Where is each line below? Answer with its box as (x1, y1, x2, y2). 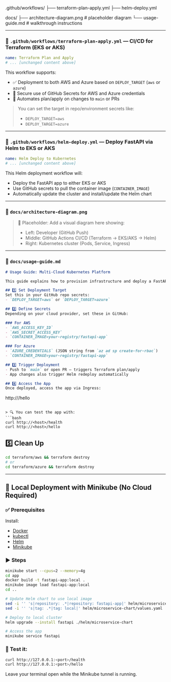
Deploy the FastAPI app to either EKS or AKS (12, 180, 106, 186)
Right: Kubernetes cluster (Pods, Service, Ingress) (25, 241, 131, 247)
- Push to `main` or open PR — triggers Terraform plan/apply (5, 367, 140, 372)
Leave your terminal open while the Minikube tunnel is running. (5, 671, 137, 677)
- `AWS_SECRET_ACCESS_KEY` (5, 330, 63, 335)
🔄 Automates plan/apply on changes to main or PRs (12, 96, 120, 102)
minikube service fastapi (5, 634, 60, 639)
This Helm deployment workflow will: (5, 170, 83, 176)
